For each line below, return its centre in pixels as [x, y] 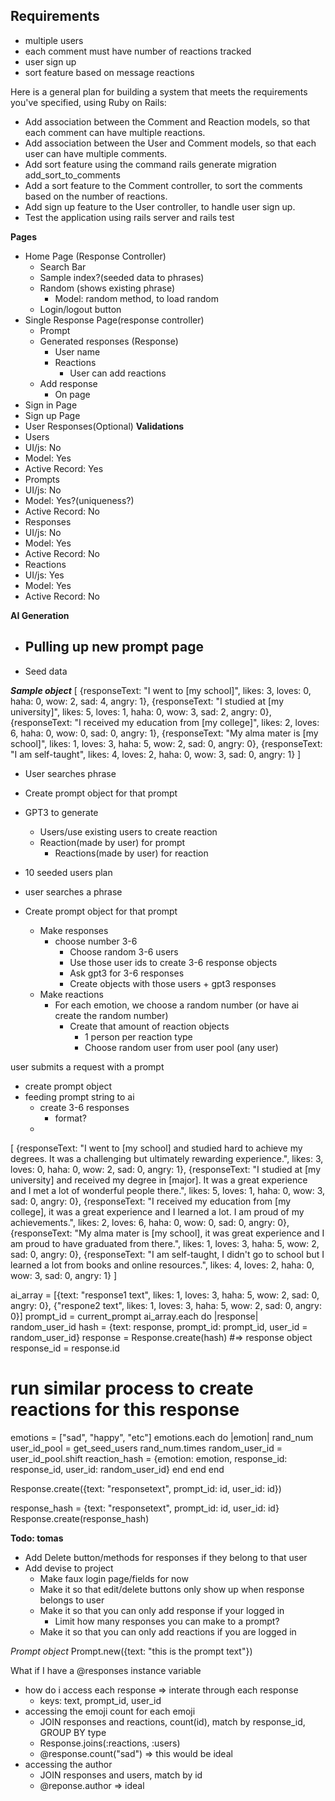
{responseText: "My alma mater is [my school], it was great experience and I [167, 1233]
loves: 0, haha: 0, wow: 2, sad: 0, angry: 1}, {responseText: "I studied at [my [166, 1169]
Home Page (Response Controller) [95, 256]
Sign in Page [51, 405]
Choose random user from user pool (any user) [181, 1047]
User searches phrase [70, 773]
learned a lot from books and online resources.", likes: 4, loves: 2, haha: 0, [162, 1265]
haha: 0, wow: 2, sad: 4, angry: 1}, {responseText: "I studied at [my [147, 701]
